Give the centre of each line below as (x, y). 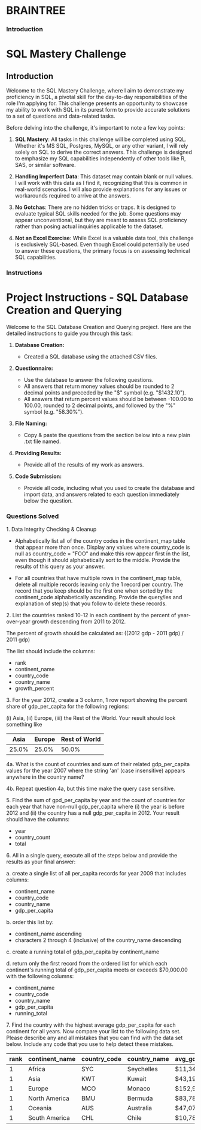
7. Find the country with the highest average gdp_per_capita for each (91, 1025)
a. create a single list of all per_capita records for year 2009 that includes (96, 874)
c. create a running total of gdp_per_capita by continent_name (83, 952)
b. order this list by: (30, 922)
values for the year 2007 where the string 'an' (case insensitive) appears (96, 771)
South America (49, 1118)
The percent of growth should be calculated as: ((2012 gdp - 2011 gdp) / (95, 633)
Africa (37, 1069)
